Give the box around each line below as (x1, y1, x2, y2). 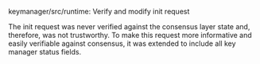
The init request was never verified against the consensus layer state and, (8, 22, 250, 31)
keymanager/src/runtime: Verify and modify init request (8, 7, 190, 16)
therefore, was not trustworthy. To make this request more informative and (8, 31, 252, 40)
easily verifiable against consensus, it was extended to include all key (8, 39, 236, 48)
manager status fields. (8, 47, 82, 56)
